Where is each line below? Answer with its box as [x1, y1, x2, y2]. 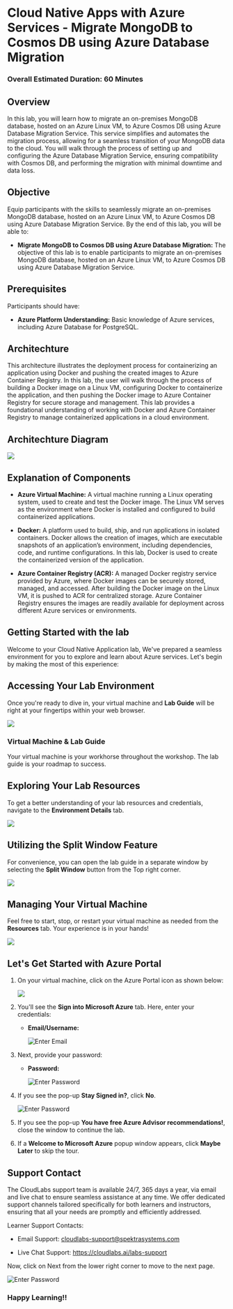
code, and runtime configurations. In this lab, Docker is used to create [17, 548, 218, 556]
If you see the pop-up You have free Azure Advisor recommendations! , [17, 1119, 225, 1127]
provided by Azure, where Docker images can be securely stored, [17, 576, 207, 585]
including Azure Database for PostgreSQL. [17, 322, 139, 331]
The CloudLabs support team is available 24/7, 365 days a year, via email [7, 1185, 217, 1194]
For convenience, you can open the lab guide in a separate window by [7, 858, 209, 866]
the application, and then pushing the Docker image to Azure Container [7, 391, 211, 399]
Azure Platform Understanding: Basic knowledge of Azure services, [17, 315, 215, 324]
